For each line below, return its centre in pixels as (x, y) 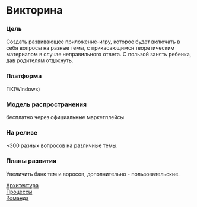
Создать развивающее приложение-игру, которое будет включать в (93, 42)
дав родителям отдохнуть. (40, 60)
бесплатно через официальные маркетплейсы (65, 117)
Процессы (19, 192)
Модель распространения (47, 104)
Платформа (24, 76)
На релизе (22, 133)
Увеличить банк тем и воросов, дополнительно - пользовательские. (93, 174)
